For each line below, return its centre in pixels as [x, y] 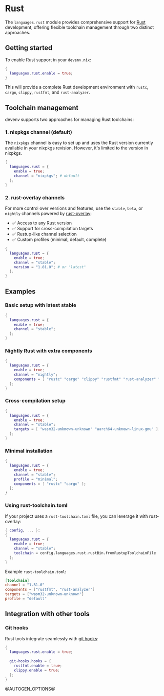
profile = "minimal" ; [36, 479]
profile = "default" [26, 599]
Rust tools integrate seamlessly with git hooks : [52, 638]
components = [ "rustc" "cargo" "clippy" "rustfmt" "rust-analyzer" [85, 379]
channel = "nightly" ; [36, 375]
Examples [20, 291]
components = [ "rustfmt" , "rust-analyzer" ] [50, 590]
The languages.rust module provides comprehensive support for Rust [75, 22]
